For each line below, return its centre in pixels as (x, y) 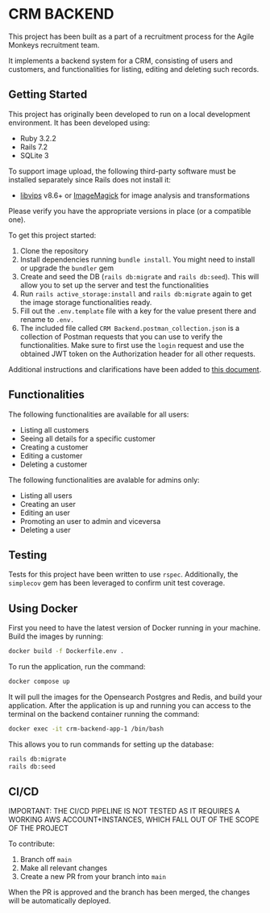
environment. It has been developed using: (79, 123)
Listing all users (46, 495)
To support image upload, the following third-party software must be (122, 171)
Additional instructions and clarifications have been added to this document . (135, 369)
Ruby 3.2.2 (38, 138)
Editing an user (45, 513)
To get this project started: (52, 235)
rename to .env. (47, 319)
